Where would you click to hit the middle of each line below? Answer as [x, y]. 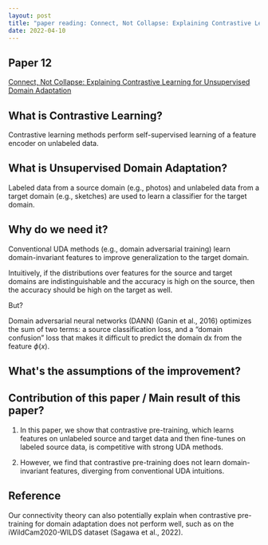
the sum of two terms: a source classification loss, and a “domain [116, 329]
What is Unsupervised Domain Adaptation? [118, 168]
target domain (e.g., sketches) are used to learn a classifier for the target [128, 195]
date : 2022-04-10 [37, 30]
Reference [35, 496]
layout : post [30, 16]
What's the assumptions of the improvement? [125, 371]
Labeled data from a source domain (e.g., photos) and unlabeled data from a [134, 188]
